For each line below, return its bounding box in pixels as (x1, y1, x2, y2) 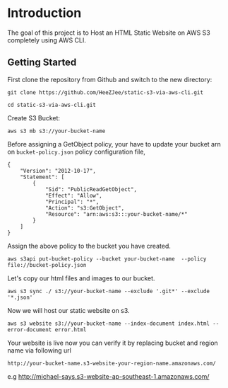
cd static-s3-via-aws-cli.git (7, 101, 97, 108)
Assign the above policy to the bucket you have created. (7, 241, 171, 250)
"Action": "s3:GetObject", (44, 204, 125, 212)
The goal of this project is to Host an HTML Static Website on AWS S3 (7, 28, 210, 37)
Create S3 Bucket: (7, 113, 61, 122)
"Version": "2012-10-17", (20, 167, 97, 174)
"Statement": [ (20, 173, 65, 181)
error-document (7, 326, 52, 333)
